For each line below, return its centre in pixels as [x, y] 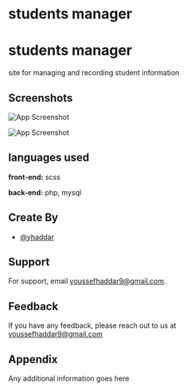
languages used [49, 158]
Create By [33, 218]
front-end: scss [35, 177]
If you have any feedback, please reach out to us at [92, 325]
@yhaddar [37, 237]
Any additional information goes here [69, 378]
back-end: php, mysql [45, 192]
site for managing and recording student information [94, 73]
